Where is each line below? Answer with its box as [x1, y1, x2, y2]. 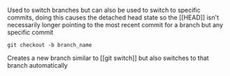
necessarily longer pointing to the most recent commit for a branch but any [7, 21, 224, 29]
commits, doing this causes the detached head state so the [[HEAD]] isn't [7, 13, 219, 22]
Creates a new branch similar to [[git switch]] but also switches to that [7, 54, 210, 62]
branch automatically [7, 61, 68, 69]
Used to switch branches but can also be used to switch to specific [7, 6, 201, 14]
